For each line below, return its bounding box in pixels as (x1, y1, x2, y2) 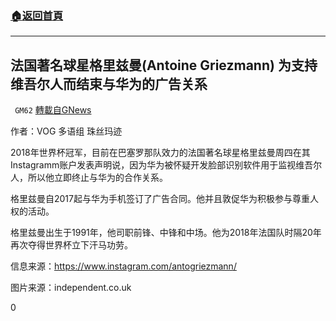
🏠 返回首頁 (10, 8, 64, 22)
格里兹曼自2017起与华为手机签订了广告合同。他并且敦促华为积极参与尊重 (10, 193, 310, 205)
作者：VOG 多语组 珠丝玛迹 (10, 125, 123, 137)
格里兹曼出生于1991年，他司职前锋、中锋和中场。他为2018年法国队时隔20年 (10, 227, 322, 239)
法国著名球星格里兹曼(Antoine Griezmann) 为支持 (10, 57, 318, 74)
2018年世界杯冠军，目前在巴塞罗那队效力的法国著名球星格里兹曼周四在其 (10, 147, 311, 159)
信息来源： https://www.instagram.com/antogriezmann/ (10, 260, 237, 272)
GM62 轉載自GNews (14, 104, 92, 116)
